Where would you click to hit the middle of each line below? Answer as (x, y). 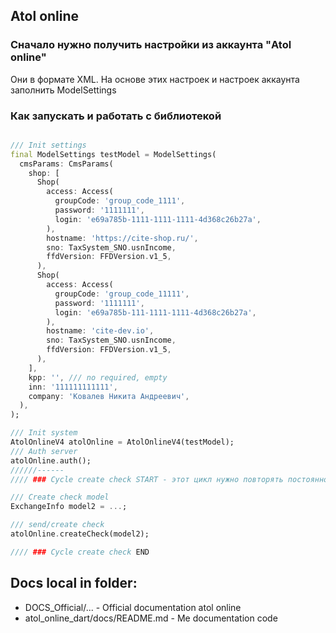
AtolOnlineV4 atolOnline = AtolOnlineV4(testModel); (122, 442)
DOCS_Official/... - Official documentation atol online (133, 607)
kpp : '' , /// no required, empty (98, 377)
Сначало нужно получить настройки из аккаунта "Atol (151, 45)
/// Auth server (44, 451)
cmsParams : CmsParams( (66, 164)
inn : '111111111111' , (73, 387)
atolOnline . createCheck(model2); (80, 534)
